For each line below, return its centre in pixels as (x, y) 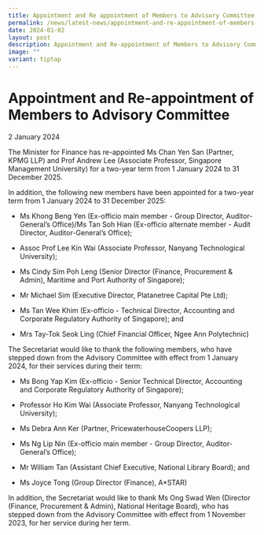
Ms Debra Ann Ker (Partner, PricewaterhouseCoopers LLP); (115, 428)
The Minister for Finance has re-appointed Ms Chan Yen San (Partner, (121, 152)
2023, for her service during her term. (70, 522)
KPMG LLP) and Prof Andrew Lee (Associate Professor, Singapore (115, 160)
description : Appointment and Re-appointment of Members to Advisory (125, 45)
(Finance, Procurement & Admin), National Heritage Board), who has (119, 506)
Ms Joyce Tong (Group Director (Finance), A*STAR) (103, 482)
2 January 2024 (34, 137)
